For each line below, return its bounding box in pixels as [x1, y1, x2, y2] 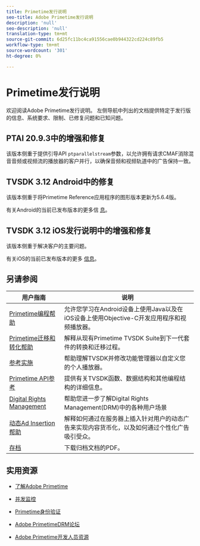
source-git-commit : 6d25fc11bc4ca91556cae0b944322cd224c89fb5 [6, 36, 164, 42]
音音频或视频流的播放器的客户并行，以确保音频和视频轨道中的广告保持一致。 [6, 157, 194, 165]
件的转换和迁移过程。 [64, 343, 124, 351]
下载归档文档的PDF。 [64, 443, 124, 452]
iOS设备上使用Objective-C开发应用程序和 [64, 314, 180, 322]
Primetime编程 [9, 309, 50, 318]
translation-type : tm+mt [6, 31, 68, 37]
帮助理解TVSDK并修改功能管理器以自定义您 [64, 354, 186, 362]
